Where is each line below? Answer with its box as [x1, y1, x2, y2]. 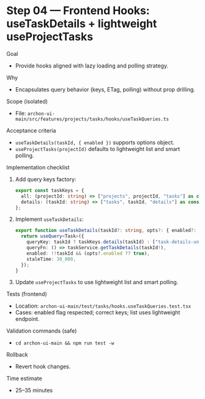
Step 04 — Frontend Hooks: [6, 4, 150, 18]
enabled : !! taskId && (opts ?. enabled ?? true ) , [26, 250, 150, 257]
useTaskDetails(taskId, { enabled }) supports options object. [15, 139, 174, 146]
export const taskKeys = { [15, 187, 84, 193]
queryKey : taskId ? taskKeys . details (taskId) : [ [26, 239, 155, 246]
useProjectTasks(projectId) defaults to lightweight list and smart [15, 145, 181, 152]
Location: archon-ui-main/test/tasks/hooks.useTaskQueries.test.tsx [15, 302, 192, 310]
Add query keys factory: [15, 176, 76, 183]
